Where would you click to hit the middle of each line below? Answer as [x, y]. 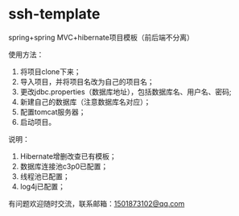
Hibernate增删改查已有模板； [68, 156]
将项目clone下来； [51, 71]
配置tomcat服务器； [53, 112]
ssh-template [54, 14]
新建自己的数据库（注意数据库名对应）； [85, 102]
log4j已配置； [43, 186]
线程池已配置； [45, 176]
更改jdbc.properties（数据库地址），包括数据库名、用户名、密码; [126, 91]
